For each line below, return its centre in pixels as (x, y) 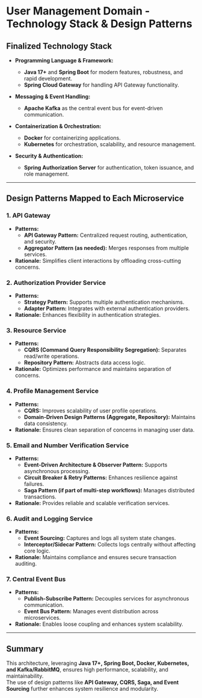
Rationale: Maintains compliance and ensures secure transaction (96, 557)
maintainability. (25, 676)
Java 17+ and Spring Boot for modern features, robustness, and (103, 72)
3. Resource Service (36, 330)
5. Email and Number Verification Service (68, 445)
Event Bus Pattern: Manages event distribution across (91, 611)
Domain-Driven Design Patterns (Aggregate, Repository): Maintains (110, 417)
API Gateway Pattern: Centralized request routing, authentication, (106, 235)
